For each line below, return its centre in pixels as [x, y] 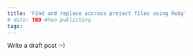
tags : [15, 26]
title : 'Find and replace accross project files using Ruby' [97, 13]
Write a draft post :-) [36, 46]
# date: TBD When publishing [49, 20]
